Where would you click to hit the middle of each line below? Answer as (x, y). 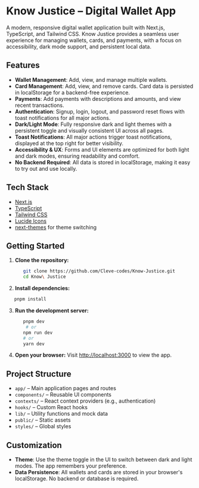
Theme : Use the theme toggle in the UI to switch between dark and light (103, 459)
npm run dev (38, 333)
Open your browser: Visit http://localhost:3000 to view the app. (93, 355)
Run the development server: (52, 311)
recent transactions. (39, 105)
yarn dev (34, 344)
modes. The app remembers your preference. (71, 466)
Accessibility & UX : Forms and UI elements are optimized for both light (102, 149)
